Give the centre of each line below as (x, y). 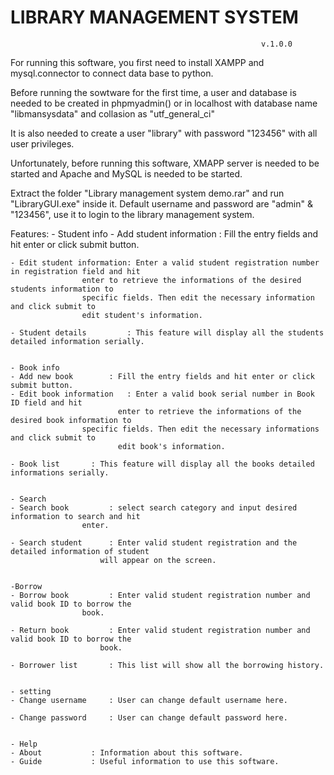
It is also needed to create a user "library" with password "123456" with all (164, 133)
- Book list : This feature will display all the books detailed (162, 464)
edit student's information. (142, 315)
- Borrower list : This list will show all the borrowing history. (167, 665)
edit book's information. (171, 446)
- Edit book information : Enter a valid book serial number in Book (162, 394)
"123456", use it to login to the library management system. (132, 214)
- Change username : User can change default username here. (149, 700)
